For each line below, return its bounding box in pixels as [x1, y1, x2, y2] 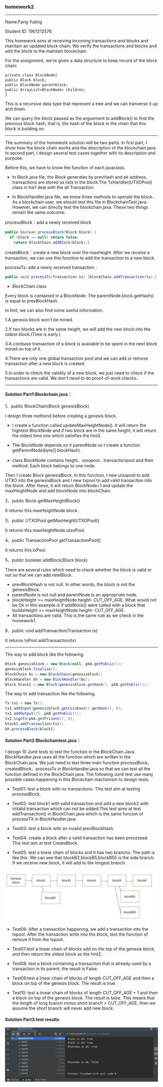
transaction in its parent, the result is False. [12, 966, 98, 972]
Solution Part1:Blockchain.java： [5, 391, 72, 397]
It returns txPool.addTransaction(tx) [5, 638, 76, 643]
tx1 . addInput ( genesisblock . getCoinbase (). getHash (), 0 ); [5, 706, 123, 711]
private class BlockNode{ [5, 73, 57, 78]
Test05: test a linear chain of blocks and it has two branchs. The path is [12, 849, 155, 855]
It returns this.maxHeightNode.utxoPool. [5, 527, 85, 533]
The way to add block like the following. [5, 651, 85, 657]
